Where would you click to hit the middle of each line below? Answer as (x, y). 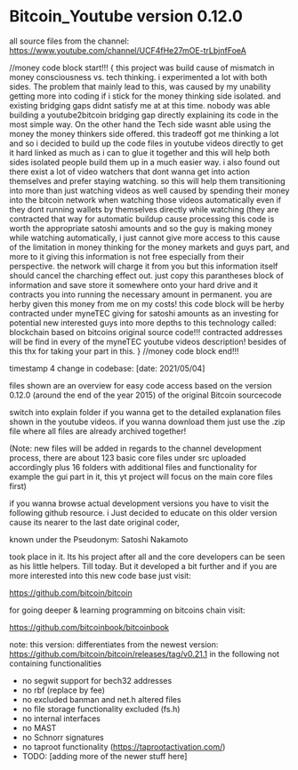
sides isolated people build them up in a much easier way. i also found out (145, 162)
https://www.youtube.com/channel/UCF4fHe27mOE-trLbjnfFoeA (128, 50)
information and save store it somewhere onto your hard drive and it (133, 285)
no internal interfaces (61, 718)
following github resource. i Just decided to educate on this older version (143, 512)
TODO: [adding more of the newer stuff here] (105, 756)
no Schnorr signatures (63, 737)
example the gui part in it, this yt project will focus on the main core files (141, 477)
